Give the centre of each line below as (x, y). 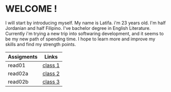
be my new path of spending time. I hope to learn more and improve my (80, 39)
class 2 (51, 73)
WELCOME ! (31, 9)
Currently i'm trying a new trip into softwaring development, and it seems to (84, 33)
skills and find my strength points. (41, 44)
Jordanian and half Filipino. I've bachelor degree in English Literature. (78, 28)
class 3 (51, 81)
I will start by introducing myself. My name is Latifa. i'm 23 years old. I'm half (85, 23)
